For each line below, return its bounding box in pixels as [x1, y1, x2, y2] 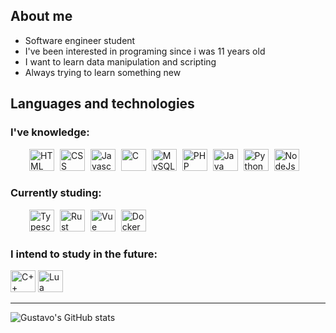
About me [10, 8, 73, 25]
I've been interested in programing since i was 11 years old [24, 45, 266, 57]
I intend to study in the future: [10, 247, 158, 261]
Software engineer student [24, 34, 136, 46]
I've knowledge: [10, 125, 90, 139]
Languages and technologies [10, 95, 195, 113]
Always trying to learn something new [24, 66, 182, 78]
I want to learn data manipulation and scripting [24, 55, 217, 68]
